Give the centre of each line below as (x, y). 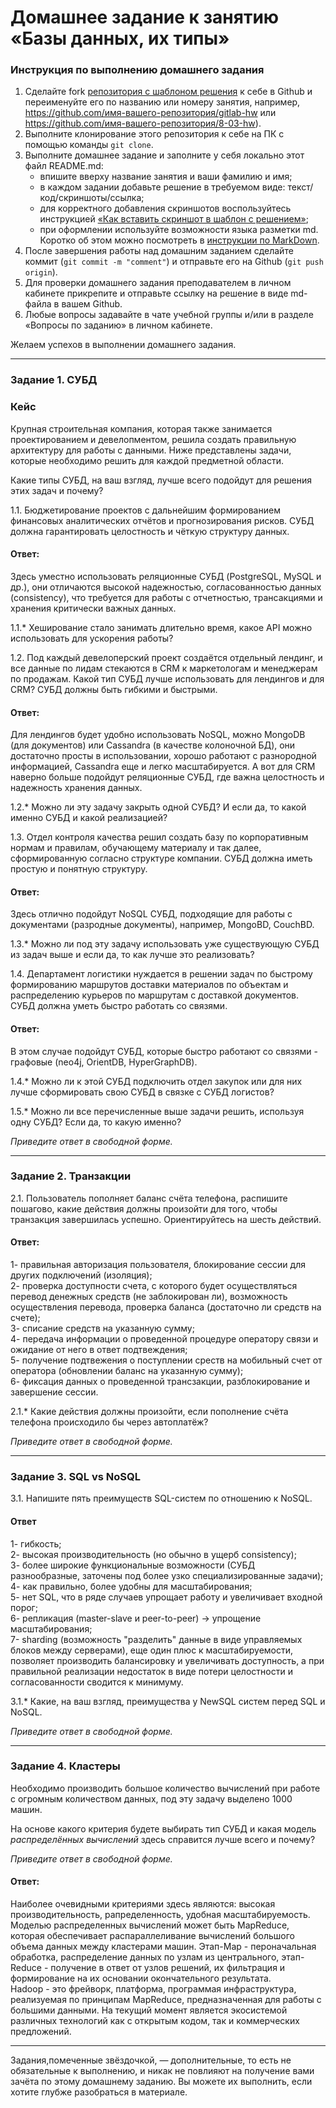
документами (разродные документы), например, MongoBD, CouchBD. (162, 925)
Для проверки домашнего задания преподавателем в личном (158, 283)
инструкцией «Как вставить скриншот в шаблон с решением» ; (174, 219)
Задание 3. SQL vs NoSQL (75, 1476)
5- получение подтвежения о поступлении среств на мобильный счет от (166, 1360)
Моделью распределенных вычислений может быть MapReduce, (150, 1925)
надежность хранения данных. (76, 788)
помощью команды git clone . (89, 145)
